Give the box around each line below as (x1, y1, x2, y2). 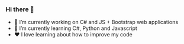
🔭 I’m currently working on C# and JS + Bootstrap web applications (14, 19, 179, 26)
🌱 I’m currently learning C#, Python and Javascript (14, 25, 137, 32)
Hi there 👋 (5, 5, 35, 13)
